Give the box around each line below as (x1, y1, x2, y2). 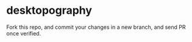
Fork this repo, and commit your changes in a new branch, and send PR (6, 23, 186, 31)
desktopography (6, 4, 93, 17)
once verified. (6, 29, 41, 37)
